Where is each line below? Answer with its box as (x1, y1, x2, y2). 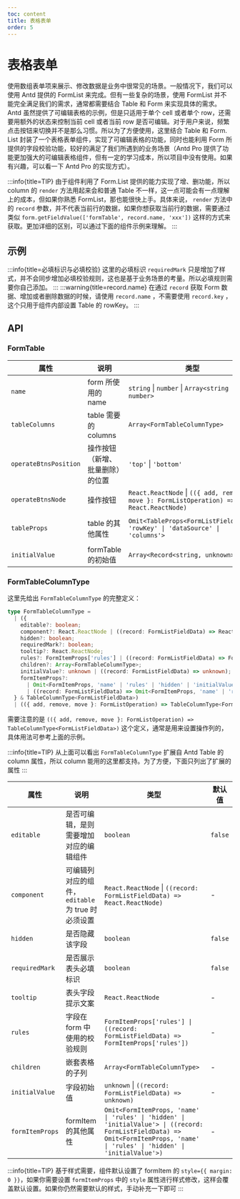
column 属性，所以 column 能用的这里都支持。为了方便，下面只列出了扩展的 (7, 757, 232, 765)
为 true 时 (65, 905, 98, 915)
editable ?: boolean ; (20, 621, 81, 629)
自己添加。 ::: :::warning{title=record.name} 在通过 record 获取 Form (19, 283, 220, 292)
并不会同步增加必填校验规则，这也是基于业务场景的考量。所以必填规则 (19, 274, 226, 283)
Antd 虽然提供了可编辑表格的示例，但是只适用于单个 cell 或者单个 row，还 (7, 109, 225, 117)
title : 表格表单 (7, 17, 51, 24)
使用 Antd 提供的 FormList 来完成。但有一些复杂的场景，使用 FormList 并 (7, 91, 221, 99)
